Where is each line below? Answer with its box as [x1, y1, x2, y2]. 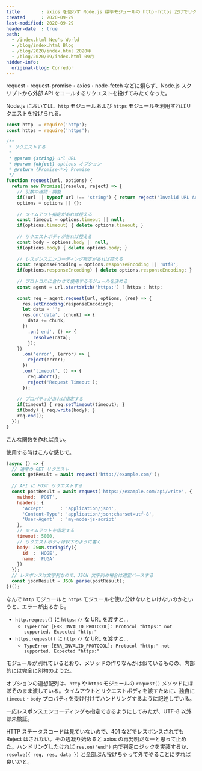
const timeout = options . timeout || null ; [17, 217, 125, 223]
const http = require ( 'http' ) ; [6, 122, 87, 128]
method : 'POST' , [17, 494, 58, 500]
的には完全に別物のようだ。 [6, 667, 75, 674]
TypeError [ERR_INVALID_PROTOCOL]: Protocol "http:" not [23, 643, 170, 649]
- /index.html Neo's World [11, 37, 79, 43]
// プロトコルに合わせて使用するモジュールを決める [17, 278, 128, 284]
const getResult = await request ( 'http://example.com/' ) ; [11, 472, 161, 478]
